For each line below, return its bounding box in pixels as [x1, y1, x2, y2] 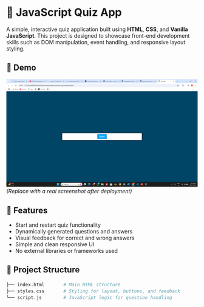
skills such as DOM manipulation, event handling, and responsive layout [6, 38, 186, 46]
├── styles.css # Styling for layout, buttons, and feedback [6, 288, 181, 294]
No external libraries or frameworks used [15, 247, 118, 255]
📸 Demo [6, 63, 36, 73]
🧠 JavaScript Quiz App [6, 5, 123, 19]
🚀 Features [6, 205, 48, 215]
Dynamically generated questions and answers [15, 228, 133, 235]
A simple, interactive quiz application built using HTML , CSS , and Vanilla [6, 26, 188, 33]
